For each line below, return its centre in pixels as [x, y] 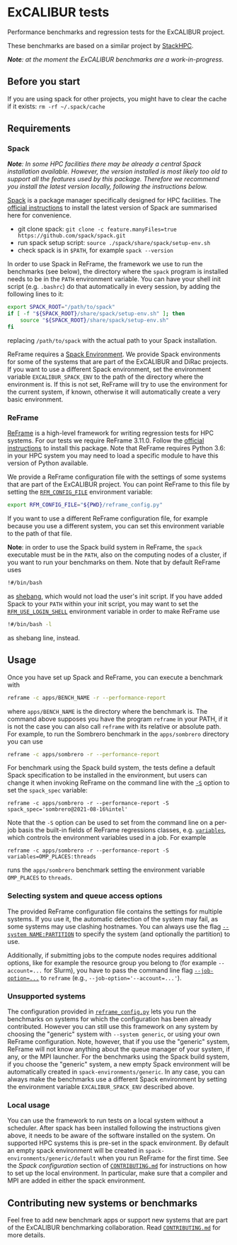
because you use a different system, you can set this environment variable [116, 526]
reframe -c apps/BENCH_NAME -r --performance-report [87, 698]
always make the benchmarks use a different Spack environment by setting [117, 1079]
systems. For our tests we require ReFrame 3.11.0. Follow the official [106, 440]
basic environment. [35, 399]
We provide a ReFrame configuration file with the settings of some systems [117, 477]
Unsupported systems [47, 996]
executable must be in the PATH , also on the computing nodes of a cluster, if [117, 555]
